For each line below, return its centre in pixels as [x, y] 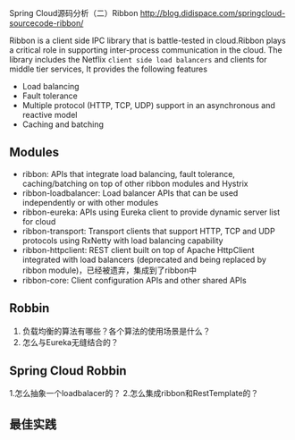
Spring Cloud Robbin [68, 371]
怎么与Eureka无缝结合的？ [70, 342]
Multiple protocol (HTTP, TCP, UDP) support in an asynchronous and [148, 105]
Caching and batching [63, 124]
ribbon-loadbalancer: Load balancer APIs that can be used [130, 193]
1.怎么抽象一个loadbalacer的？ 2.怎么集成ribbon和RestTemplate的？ [134, 393]
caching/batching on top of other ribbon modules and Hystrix [135, 183]
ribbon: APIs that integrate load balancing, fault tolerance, [128, 173]
